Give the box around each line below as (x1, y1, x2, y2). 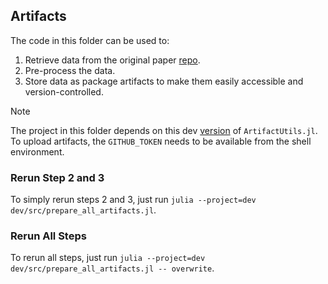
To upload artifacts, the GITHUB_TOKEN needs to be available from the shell (10, 135, 312, 147)
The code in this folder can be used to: (10, 34, 170, 46)
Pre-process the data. (24, 64, 116, 76)
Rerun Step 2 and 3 (10, 170, 105, 184)
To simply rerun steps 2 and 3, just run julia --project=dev (10, 194, 257, 206)
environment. (10, 145, 65, 158)
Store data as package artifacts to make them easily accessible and (24, 75, 304, 87)
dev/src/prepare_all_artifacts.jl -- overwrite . (10, 262, 215, 274)
